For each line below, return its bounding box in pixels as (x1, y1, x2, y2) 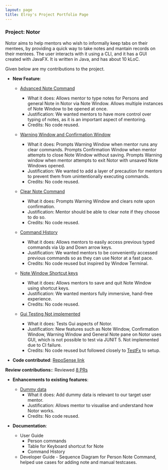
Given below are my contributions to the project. (5, 66, 105, 72)
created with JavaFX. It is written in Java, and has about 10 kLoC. (5, 56, 140, 62)
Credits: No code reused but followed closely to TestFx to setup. (27, 347, 160, 353)
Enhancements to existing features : (12, 377, 89, 383)
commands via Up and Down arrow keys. (27, 244, 113, 250)
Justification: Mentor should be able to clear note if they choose (27, 209, 160, 215)
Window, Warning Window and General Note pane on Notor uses (27, 331, 161, 337)
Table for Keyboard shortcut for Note (27, 443, 104, 449)
